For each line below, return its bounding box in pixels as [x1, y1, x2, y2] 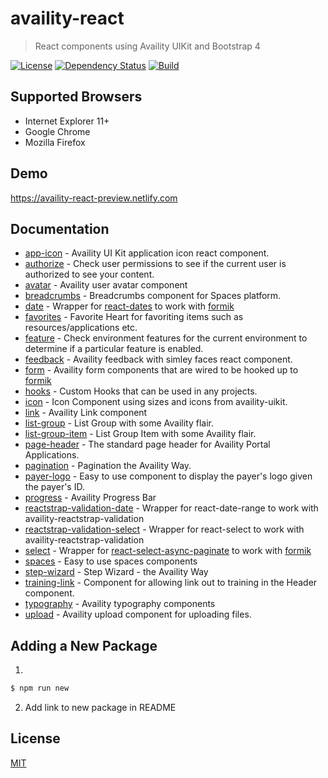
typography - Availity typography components [24, 598, 216, 610]
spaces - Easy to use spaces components [24, 555, 198, 567]
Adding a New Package [10, 637, 158, 654]
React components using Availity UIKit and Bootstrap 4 [34, 40, 261, 52]
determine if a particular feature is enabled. [24, 343, 204, 355]
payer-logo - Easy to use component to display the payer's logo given [24, 470, 313, 482]
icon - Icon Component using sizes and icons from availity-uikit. [24, 396, 288, 408]
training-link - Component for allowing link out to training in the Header [24, 577, 318, 589]
